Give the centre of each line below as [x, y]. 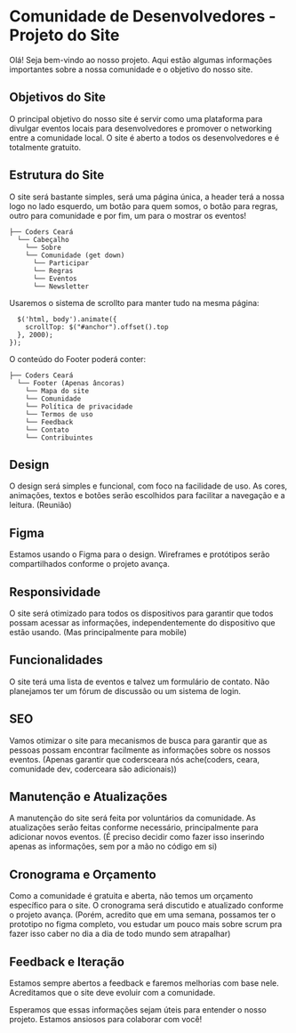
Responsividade [55, 592]
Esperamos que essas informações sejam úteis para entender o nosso [138, 1010]
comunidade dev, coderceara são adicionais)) [93, 769]
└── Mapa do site [57, 391]
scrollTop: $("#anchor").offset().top [97, 327]
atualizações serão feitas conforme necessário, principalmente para [134, 827]
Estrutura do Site [57, 175]
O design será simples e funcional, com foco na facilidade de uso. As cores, [148, 486]
